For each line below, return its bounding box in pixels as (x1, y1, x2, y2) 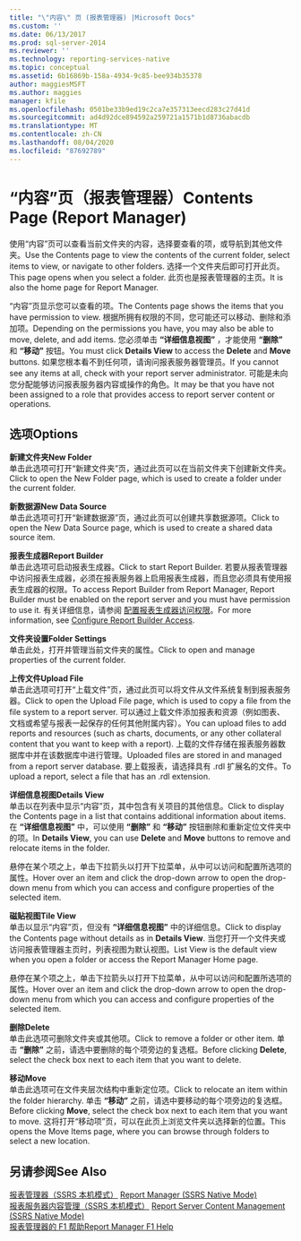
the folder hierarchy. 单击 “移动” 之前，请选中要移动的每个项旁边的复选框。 (9, 1095, 288, 1107)
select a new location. (9, 1135, 90, 1147)
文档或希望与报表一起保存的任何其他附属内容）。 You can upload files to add (9, 718, 287, 728)
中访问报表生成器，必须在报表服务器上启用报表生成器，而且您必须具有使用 (9, 573, 284, 583)
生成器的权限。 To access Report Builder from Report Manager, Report (16, 584, 275, 595)
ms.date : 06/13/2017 (9, 30, 87, 39)
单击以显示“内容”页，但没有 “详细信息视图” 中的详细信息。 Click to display (9, 922, 282, 933)
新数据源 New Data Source (9, 501, 107, 512)
